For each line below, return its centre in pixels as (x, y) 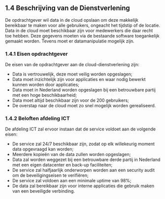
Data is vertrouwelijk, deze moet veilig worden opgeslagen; (72, 74)
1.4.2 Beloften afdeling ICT (37, 119)
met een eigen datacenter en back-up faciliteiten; (62, 165)
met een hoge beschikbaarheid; (45, 95)
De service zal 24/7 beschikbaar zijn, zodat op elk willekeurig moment (83, 144)
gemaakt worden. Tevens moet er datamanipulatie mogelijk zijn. (70, 41)
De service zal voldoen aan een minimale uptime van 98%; (72, 181)
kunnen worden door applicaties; (46, 85)
